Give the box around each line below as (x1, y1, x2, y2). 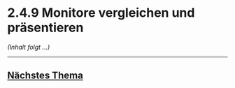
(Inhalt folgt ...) (7, 43, 50, 51)
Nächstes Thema (7, 70, 84, 82)
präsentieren (7, 20, 84, 36)
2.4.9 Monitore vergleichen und (7, 5, 195, 21)
